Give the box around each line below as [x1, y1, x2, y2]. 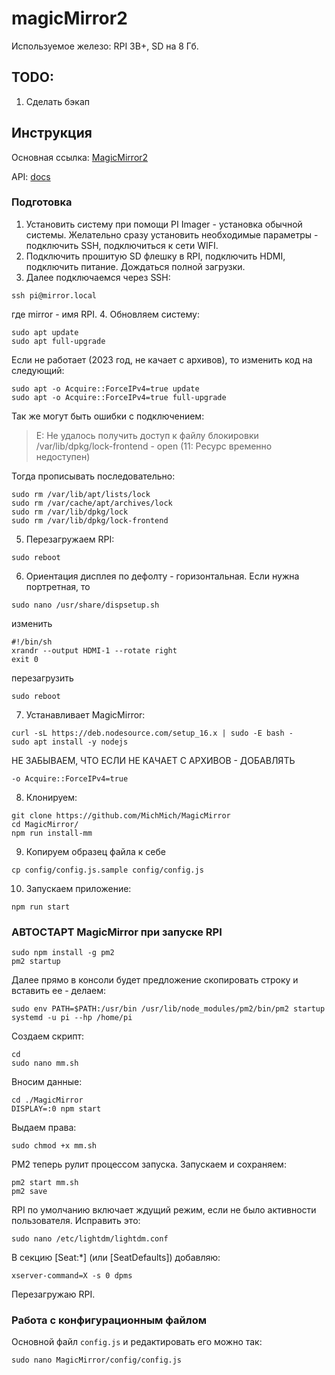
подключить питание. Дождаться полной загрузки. [25, 260, 246, 272]
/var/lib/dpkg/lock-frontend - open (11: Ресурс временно [35, 440, 273, 452]
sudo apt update [11, 327, 79, 337]
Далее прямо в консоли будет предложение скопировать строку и [11, 974, 299, 986]
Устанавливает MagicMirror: [25, 708, 146, 721]
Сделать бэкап [25, 95, 90, 107]
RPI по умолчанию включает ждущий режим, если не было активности [11, 1204, 317, 1216]
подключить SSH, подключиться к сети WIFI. [25, 239, 219, 251]
